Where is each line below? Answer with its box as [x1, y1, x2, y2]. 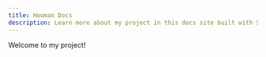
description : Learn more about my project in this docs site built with [8, 19, 253, 27]
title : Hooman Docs [8, 11, 73, 20]
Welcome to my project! [8, 40, 86, 49]
